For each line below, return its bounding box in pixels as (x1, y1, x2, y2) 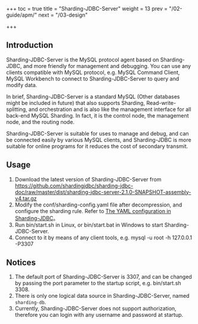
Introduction (6, 40, 54, 50)
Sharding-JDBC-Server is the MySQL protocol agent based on (6, 56, 159, 63)
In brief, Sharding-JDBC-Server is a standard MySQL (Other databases (6, 92, 180, 100)
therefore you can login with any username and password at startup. (14, 311, 184, 319)
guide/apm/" (6, 11, 38, 18)
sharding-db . (14, 298, 47, 306)
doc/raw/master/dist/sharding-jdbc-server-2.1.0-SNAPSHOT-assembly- (14, 188, 191, 196)
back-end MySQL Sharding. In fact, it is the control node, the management (6, 112, 189, 119)
